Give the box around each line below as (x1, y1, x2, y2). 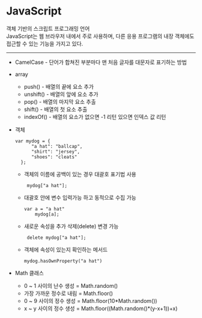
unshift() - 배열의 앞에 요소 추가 (23, 91, 99, 98)
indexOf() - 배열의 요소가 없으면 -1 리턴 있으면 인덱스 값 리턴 (23, 113, 167, 120)
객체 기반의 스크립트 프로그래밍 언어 (6, 25, 90, 32)
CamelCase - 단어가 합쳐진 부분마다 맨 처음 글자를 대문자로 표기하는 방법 (14, 59, 188, 66)
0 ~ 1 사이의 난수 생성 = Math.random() (23, 282, 118, 289)
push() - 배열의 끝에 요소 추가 (23, 83, 94, 90)
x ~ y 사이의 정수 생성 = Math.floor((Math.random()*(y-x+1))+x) (23, 305, 178, 312)
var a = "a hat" (23, 206, 65, 212)
